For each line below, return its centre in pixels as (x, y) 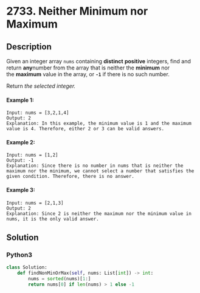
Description (29, 47)
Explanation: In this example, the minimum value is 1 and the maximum (99, 124)
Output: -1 (20, 161)
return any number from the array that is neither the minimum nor (88, 68)
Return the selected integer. (41, 86)
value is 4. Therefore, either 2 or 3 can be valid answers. (85, 129)
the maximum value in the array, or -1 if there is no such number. (88, 74)
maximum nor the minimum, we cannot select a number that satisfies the (100, 171)
